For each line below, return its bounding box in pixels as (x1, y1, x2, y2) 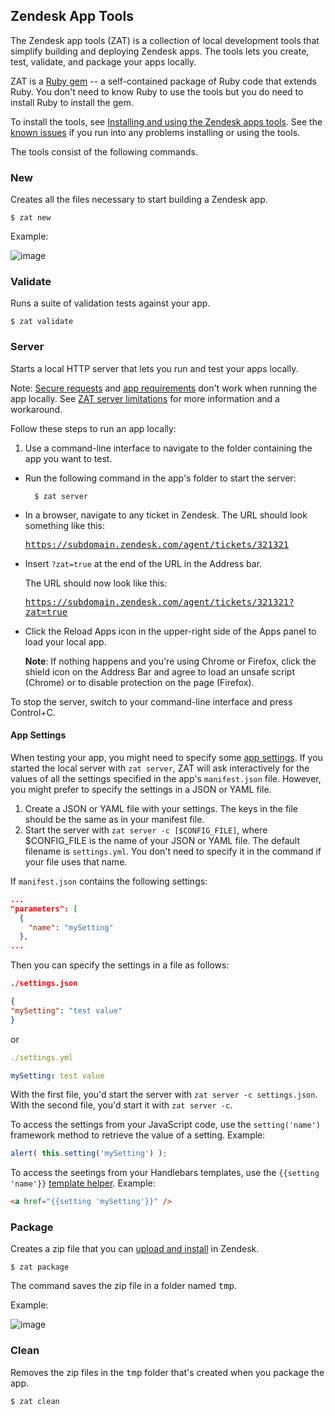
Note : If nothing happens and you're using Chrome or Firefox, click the (24, 655, 317, 667)
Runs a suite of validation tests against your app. (10, 297, 211, 309)
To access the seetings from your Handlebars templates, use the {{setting (10, 1167, 320, 1179)
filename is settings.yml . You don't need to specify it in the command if (24, 845, 322, 857)
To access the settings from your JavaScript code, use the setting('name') (10, 1119, 321, 1131)
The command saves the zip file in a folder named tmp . (10, 1280, 238, 1292)
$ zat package (10, 1262, 70, 1273)
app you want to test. (24, 452, 113, 464)
